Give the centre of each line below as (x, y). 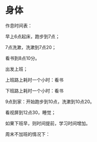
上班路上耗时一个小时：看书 (34, 80)
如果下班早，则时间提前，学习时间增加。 (48, 123)
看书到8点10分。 (22, 58)
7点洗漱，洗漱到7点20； (31, 47)
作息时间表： (19, 26)
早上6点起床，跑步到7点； (33, 36)
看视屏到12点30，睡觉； (31, 112)
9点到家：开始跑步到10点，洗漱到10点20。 (50, 101)
